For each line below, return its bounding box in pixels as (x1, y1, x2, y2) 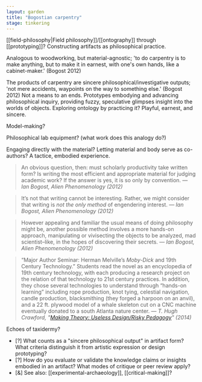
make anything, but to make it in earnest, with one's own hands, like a (6, 61, 179, 68)
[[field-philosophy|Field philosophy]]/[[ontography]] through (6, 37, 157, 44)
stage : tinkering (6, 20, 50, 26)
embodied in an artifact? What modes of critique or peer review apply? (14, 363, 191, 370)
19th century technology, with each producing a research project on (21, 269, 190, 277)
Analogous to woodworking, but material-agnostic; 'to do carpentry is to (6, 55, 186, 62)
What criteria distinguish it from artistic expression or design (14, 343, 166, 351)
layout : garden (6, 8, 45, 15)
